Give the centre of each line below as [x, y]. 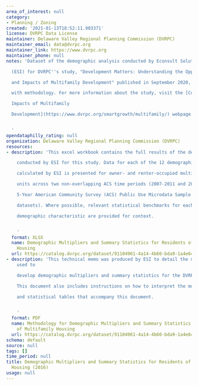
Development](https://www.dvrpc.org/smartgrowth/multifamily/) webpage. [103, 115]
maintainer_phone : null [35, 56]
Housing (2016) [30, 368]
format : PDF [26, 318]
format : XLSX [27, 237]
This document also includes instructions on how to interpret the [101, 286]
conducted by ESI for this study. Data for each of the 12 [91, 163]
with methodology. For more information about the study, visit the [97, 93]
